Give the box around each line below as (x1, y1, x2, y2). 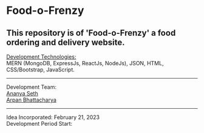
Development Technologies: (6, 53, 76, 60)
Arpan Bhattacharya (6, 96, 56, 103)
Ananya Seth (6, 90, 38, 97)
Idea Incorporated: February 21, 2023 (6, 114, 100, 121)
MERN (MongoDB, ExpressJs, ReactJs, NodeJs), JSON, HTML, (6, 60, 164, 66)
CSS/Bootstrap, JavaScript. (6, 66, 75, 73)
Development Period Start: (6, 120, 73, 127)
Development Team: (6, 83, 56, 91)
